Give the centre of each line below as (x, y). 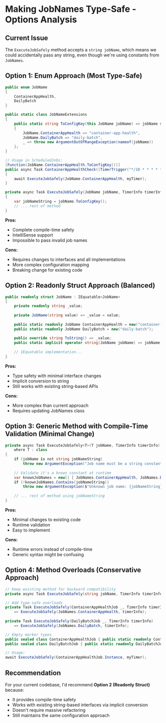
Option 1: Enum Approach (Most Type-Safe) (74, 76)
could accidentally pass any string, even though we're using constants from (82, 55)
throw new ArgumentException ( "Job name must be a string (83, 464)
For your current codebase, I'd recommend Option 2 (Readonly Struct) (78, 684)
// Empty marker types (28, 634)
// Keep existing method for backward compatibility (61, 589)
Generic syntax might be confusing (48, 554)
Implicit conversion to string (41, 381)
